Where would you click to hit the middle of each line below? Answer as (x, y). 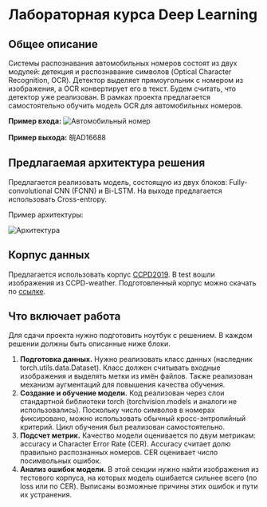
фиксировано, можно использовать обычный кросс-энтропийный (133, 419)
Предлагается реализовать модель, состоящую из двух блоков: (118, 182)
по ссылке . (27, 291)
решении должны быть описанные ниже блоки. (89, 344)
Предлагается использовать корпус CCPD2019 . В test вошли (112, 274)
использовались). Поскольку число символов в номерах (117, 410)
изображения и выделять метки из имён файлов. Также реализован (136, 376)
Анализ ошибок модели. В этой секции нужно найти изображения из (139, 470)
